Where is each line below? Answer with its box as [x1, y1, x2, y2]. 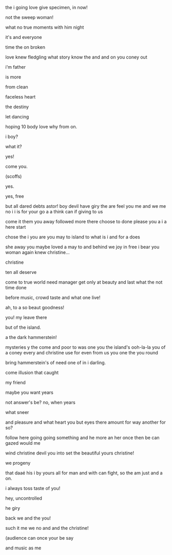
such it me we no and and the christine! [5, 525, 89, 531]
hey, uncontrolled [5, 495, 43, 501]
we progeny [5, 460, 31, 466]
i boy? [5, 133, 18, 140]
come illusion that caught [5, 369, 59, 375]
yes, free [5, 193, 24, 199]
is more [5, 74, 22, 80]
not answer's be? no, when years [5, 400, 75, 405]
